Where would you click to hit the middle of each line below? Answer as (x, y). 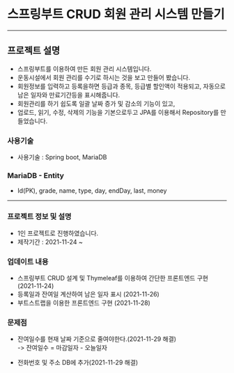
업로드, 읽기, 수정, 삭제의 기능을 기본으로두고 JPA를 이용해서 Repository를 (118, 112)
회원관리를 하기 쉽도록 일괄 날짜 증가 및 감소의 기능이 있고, (96, 103)
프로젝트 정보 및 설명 (39, 216)
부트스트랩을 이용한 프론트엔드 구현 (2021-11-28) (84, 303)
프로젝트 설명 (34, 50)
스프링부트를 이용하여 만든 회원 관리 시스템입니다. (84, 69)
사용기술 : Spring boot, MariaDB (62, 157)
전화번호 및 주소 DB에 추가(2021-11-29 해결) (78, 363)
